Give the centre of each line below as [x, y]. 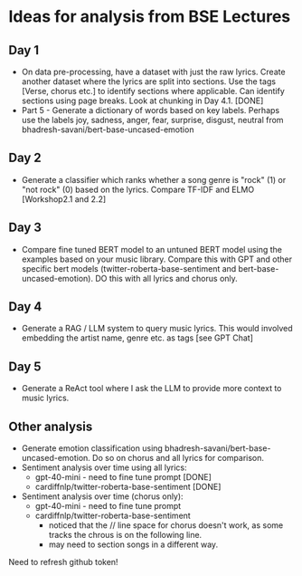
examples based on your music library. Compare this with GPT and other [157, 259]
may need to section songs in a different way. [133, 544]
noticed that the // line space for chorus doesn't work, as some [166, 525]
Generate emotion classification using [92, 448]
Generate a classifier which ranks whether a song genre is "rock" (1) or [154, 179]
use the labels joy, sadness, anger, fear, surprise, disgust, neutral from [152, 120]
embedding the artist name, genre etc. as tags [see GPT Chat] [137, 338]
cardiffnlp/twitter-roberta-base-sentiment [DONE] [128, 487]
